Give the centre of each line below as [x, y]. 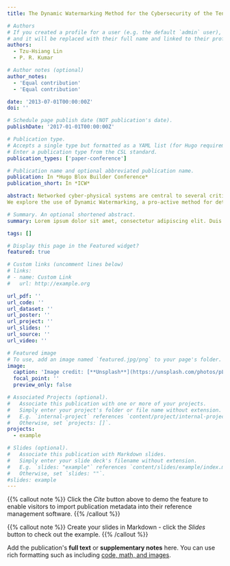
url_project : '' [30, 322]
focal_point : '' [36, 379]
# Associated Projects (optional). [58, 397]
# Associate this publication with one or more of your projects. [107, 403]
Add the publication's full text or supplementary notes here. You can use [111, 548]
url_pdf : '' [24, 296]
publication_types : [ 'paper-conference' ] [67, 158]
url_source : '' [29, 334]
